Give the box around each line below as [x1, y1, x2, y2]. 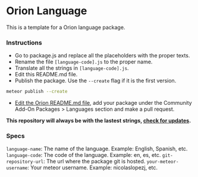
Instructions [6, 38, 43, 47]
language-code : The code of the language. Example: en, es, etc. [6, 152, 161, 159]
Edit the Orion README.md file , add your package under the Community [14, 99, 192, 107]
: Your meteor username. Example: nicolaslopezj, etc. [27, 164, 158, 171]
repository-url [6, 159, 44, 165]
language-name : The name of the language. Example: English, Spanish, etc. [6, 145, 188, 152]
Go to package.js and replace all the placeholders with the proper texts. [14, 52, 190, 59]
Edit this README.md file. [14, 71, 78, 78]
